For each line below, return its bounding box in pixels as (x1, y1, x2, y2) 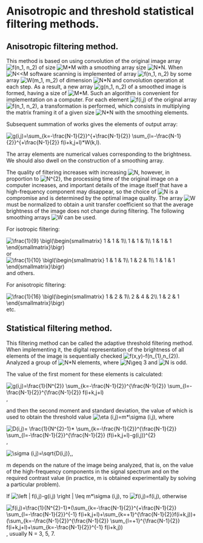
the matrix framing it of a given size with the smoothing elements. (6, 109, 189, 116)
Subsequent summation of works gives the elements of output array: (6, 121, 178, 128)
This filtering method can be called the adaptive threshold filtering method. (6, 339, 194, 347)
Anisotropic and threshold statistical (6, 4, 194, 18)
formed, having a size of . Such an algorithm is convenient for (6, 90, 179, 96)
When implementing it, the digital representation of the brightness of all (6, 345, 184, 353)
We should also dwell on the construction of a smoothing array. (6, 157, 164, 164)
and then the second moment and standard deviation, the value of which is (6, 407, 193, 414)
